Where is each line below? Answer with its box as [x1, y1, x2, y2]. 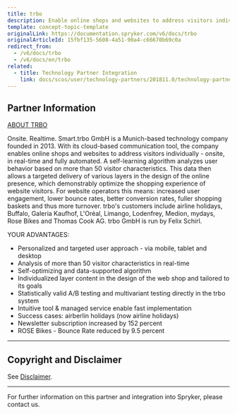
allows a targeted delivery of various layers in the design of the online [7, 172, 209, 181]
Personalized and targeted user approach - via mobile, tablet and [17, 244, 207, 252]
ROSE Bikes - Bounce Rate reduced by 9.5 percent [17, 327, 165, 335]
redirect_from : [7, 43, 52, 50]
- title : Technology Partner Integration [13, 69, 138, 76]
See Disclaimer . [7, 372, 53, 381]
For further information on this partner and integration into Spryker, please [7, 393, 224, 401]
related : [7, 63, 33, 70]
